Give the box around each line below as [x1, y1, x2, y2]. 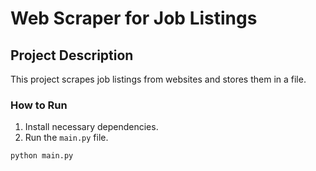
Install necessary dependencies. [24, 121, 159, 133]
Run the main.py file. [24, 132, 109, 144]
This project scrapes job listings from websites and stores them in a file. [10, 73, 307, 85]
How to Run [10, 98, 68, 112]
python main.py [10, 151, 74, 161]
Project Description [10, 47, 134, 64]
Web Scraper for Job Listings [10, 7, 258, 30]
